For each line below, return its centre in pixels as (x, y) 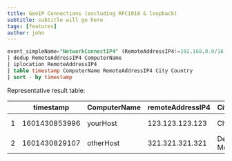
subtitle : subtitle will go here (55, 20)
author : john (26, 33)
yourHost (102, 123)
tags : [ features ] (32, 26)
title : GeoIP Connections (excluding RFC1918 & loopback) (92, 13)
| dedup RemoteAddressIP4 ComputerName (65, 58)
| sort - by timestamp (40, 77)
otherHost (104, 143)
